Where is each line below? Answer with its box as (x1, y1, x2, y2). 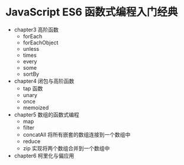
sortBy (22, 70, 40, 77)
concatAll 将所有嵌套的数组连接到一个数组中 (22, 131, 131, 138)
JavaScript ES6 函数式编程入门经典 (5, 5, 178, 19)
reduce (22, 137, 41, 145)
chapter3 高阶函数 (14, 26, 59, 33)
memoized (22, 104, 49, 111)
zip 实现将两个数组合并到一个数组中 (22, 144, 110, 151)
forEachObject (22, 39, 59, 46)
